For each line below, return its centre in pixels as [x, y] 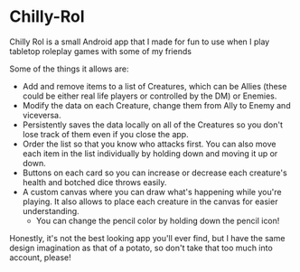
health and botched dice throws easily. [94, 182]
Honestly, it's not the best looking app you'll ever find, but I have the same [147, 238]
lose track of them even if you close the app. [105, 134]
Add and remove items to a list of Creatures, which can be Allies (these [155, 86]
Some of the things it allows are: [69, 69]
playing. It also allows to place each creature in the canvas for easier [150, 202]
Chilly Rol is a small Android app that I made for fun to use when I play [140, 42]
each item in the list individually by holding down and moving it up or [150, 153]
